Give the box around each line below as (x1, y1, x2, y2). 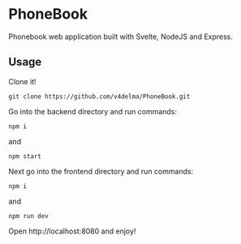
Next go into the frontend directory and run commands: (8, 166, 194, 176)
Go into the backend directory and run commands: (8, 106, 177, 116)
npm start (8, 152, 42, 161)
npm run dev (8, 212, 49, 220)
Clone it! (8, 76, 37, 86)
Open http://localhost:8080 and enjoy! (8, 226, 136, 236)
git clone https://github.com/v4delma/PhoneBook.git (8, 92, 191, 101)
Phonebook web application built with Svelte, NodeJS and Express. (8, 32, 234, 41)
